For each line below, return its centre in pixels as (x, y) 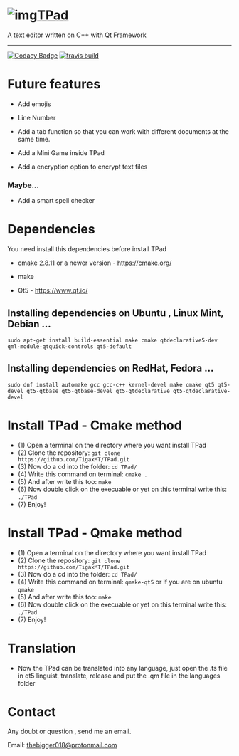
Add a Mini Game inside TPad (61, 152)
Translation (42, 648)
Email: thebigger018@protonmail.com (62, 745)
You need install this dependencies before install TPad (87, 249)
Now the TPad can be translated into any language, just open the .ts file (122, 668)
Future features (54, 84)
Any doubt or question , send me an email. (69, 731)
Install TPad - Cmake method (95, 425)
